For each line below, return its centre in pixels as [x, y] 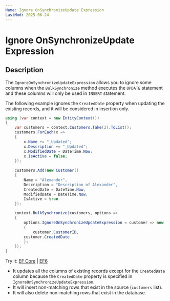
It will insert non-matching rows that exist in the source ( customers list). [88, 287]
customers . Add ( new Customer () [47, 170]
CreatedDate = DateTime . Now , [55, 189]
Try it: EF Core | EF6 [26, 261]
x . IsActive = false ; [46, 156]
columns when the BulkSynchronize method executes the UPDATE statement [84, 88]
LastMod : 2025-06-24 [27, 15]
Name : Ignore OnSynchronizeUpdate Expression [55, 10]
